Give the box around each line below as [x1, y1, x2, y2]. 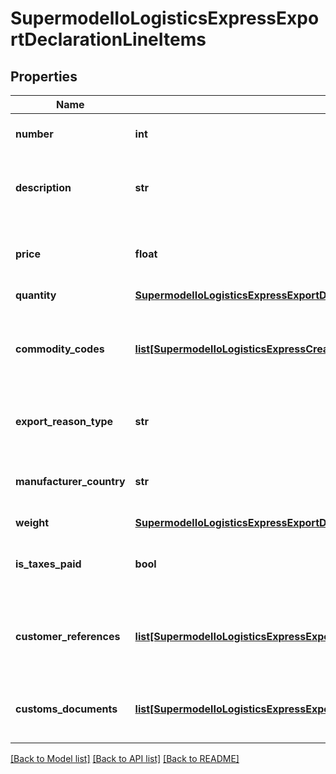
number [15, 127, 54, 141]
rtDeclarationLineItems [10, 28, 207, 51]
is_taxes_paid [15, 557, 82, 571]
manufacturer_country [15, 475, 126, 488]
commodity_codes [15, 342, 105, 356]
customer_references [15, 630, 121, 643]
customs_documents [15, 702, 118, 716]
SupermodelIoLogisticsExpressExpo [10, 7, 320, 30]
